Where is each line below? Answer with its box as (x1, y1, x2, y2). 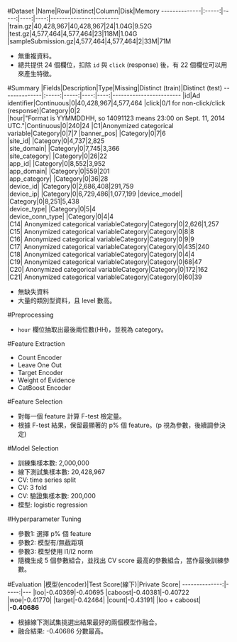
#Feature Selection (7, 397, 63, 406)
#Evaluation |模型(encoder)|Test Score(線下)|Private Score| (7, 580, 181, 589)
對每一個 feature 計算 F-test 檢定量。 (17, 412, 126, 420)
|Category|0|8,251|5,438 (7, 197, 79, 206)
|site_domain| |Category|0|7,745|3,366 (7, 144, 120, 152)
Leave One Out (17, 361, 62, 369)
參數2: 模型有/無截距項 (17, 538, 84, 547)
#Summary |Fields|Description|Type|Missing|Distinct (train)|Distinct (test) (7, 84, 223, 92)
